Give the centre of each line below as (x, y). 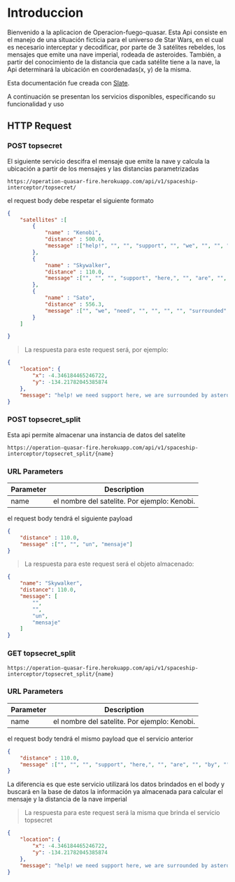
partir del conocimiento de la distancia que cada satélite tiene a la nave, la (114, 62)
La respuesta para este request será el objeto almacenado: (109, 564)
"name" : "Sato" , (70, 298)
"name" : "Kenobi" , (73, 233)
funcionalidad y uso (36, 104)
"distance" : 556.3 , (74, 304)
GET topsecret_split (41, 653)
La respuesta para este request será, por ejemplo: (97, 350)
